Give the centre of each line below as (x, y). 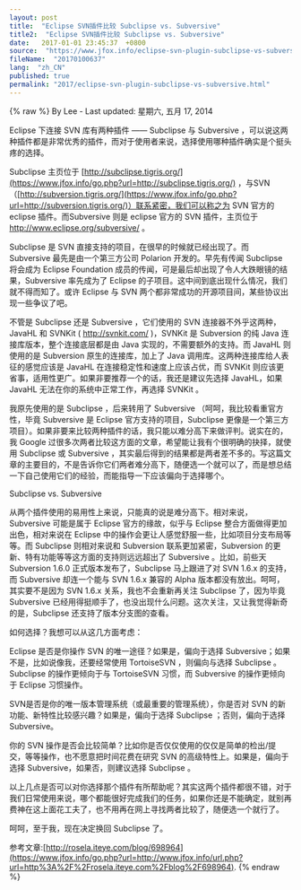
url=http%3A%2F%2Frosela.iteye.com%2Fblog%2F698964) (122, 867)
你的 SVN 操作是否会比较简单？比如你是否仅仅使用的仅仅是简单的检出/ (139, 745)
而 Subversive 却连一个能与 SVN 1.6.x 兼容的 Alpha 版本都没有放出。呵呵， (147, 579)
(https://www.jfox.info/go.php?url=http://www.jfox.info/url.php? (126, 857)
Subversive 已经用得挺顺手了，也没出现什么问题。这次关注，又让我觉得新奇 (149, 601)
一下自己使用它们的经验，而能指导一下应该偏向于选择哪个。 (119, 476)
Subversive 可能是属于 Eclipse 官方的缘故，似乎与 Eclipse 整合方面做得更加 (148, 523)
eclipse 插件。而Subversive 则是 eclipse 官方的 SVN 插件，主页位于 (134, 216)
